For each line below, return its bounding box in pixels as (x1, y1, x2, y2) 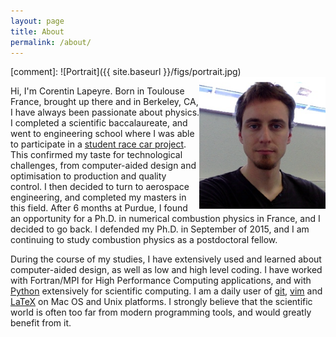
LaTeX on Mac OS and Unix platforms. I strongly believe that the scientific (10, 296, 313, 308)
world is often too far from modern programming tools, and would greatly (10, 306, 312, 319)
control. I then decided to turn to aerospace (10, 181, 190, 193)
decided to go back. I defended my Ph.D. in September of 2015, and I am (10, 223, 310, 235)
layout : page (10, 16, 65, 26)
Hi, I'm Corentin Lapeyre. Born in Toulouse (10, 85, 185, 97)
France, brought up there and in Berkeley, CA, (10, 96, 199, 108)
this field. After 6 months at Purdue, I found (10, 202, 188, 214)
